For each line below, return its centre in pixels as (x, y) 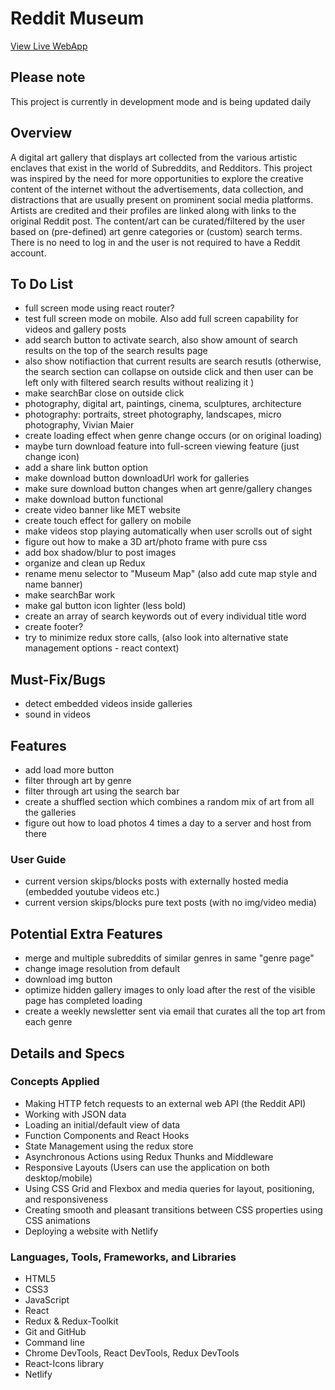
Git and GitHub (55, 1332)
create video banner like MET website (102, 510)
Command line (54, 1343)
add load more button (69, 770)
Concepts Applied (55, 1082)
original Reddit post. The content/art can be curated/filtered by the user (158, 221)
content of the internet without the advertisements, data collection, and (157, 189)
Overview (41, 133)
